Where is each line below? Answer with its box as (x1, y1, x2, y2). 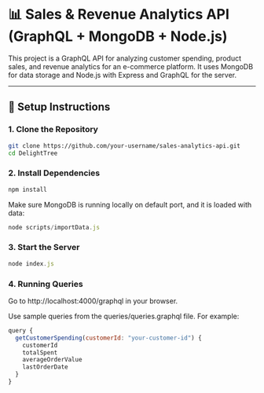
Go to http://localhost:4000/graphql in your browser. (8, 296, 178, 306)
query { (8, 326, 34, 334)
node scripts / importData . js (8, 223, 101, 231)
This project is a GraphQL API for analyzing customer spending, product (8, 53, 242, 63)
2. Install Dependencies (8, 167, 101, 178)
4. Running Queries (8, 278, 84, 289)
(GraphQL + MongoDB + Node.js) (8, 28, 228, 46)
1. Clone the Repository (8, 124, 98, 135)
